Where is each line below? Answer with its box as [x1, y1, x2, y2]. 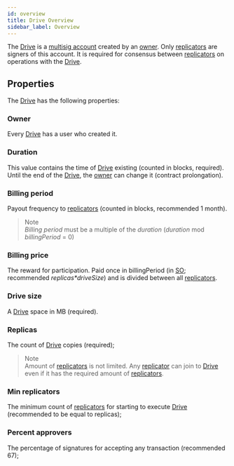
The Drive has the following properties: [7, 96, 120, 105]
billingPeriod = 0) [24, 233, 75, 241]
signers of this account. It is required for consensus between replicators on [7, 50, 224, 58]
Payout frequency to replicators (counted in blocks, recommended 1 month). [7, 204, 228, 213]
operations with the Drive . [7, 58, 82, 66]
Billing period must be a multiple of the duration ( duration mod [24, 225, 205, 234]
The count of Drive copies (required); [7, 340, 115, 349]
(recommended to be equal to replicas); [7, 410, 122, 418]
